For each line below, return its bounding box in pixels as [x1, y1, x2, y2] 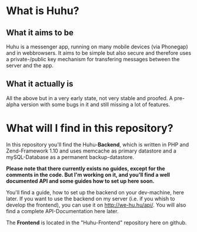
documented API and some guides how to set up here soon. [6, 177, 155, 184]
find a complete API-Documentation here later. [6, 207, 119, 214]
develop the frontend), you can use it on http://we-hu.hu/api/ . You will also [6, 201, 186, 208]
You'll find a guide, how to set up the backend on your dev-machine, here [6, 188, 184, 195]
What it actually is [6, 79, 74, 89]
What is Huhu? [6, 4, 79, 18]
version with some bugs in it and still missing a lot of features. [20, 101, 171, 108]
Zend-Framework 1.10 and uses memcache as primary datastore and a [6, 147, 176, 154]
